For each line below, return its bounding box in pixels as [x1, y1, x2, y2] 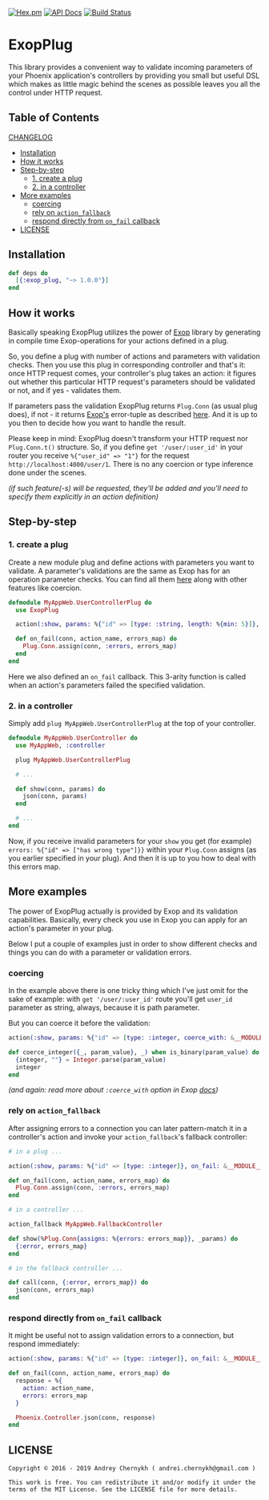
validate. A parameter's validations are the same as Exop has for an [8, 566, 231, 575]
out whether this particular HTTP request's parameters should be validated [8, 377, 256, 387]
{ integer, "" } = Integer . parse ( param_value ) [15, 1056, 167, 1064]
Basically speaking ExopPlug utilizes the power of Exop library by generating [8, 327, 261, 337]
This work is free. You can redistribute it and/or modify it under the [8, 1478, 256, 1487]
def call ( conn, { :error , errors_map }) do [8, 1279, 149, 1287]
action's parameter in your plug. [8, 923, 114, 933]
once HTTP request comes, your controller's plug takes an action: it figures [8, 369, 256, 378]
